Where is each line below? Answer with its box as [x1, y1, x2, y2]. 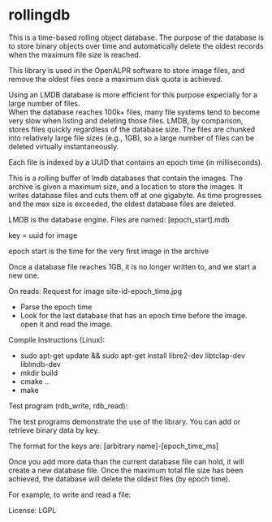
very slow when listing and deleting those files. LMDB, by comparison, [8, 115, 244, 125]
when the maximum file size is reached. [8, 50, 141, 59]
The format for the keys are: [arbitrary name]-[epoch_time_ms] [8, 441, 219, 451]
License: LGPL [8, 505, 57, 515]
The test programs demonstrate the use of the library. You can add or [8, 416, 241, 426]
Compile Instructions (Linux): [8, 334, 106, 344]
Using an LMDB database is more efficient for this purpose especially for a [8, 89, 258, 99]
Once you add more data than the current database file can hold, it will [8, 456, 244, 466]
